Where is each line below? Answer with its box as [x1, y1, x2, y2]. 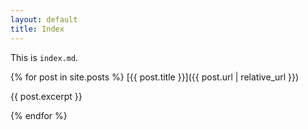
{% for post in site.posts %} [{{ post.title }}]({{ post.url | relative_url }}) [10, 71, 300, 83]
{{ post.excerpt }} [10, 90, 83, 102]
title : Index [10, 24, 65, 34]
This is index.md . [10, 51, 79, 63]
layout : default [10, 14, 78, 25]
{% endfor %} [10, 109, 68, 121]
